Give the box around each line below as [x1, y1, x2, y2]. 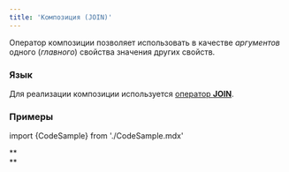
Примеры [9, 110, 54, 123]
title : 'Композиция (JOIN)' [9, 12, 113, 22]
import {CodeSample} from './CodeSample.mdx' [9, 131, 184, 141]
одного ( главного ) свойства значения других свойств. [9, 46, 216, 57]
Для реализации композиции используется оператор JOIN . [9, 88, 234, 99]
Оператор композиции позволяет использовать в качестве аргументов [9, 37, 281, 48]
